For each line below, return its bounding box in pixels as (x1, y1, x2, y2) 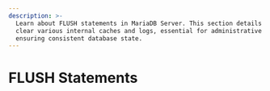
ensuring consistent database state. (15, 34, 143, 43)
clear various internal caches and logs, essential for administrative (15, 27, 263, 35)
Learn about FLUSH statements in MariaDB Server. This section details (15, 19, 263, 27)
